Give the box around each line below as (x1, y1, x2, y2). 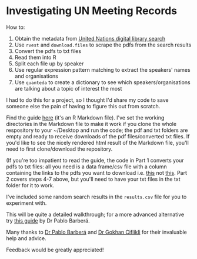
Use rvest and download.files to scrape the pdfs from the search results (14, 41, 192, 48)
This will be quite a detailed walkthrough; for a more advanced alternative (6, 211, 185, 218)
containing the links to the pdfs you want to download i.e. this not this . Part (6, 169, 187, 176)
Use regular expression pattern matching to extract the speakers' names (14, 66, 191, 73)
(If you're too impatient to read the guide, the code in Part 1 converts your (6, 157, 184, 164)
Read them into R (14, 54, 56, 61)
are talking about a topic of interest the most (14, 85, 122, 92)
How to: (6, 24, 25, 31)
